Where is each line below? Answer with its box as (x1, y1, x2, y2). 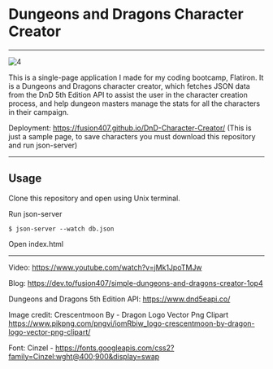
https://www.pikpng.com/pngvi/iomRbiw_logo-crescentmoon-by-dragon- (8, 318, 255, 328)
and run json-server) (8, 140, 78, 150)
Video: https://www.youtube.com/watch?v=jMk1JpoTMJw (8, 262, 202, 272)
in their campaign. (8, 107, 69, 116)
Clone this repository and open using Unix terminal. (8, 193, 180, 203)
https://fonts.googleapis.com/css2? (55, 343, 175, 353)
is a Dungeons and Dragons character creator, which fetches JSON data (8, 81, 250, 90)
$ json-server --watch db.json (8, 225, 115, 233)
